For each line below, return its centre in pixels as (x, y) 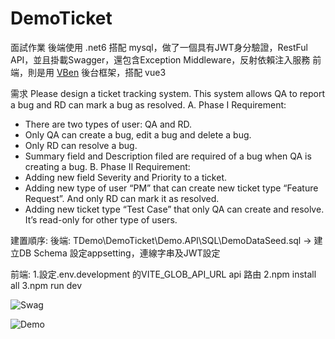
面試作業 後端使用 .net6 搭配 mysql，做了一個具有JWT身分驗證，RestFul (159, 47)
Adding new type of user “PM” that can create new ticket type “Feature (171, 188)
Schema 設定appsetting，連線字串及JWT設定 (127, 253)
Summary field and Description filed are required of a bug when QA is (168, 156)
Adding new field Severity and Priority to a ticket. (126, 177)
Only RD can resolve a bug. (81, 145)
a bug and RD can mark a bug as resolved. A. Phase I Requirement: (148, 104)
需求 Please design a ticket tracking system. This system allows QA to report (168, 93)
